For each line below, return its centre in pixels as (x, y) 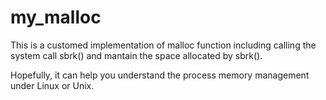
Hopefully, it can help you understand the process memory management (160, 75)
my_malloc (56, 17)
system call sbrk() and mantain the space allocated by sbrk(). (136, 55)
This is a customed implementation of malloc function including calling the (163, 45)
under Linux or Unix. (52, 85)
